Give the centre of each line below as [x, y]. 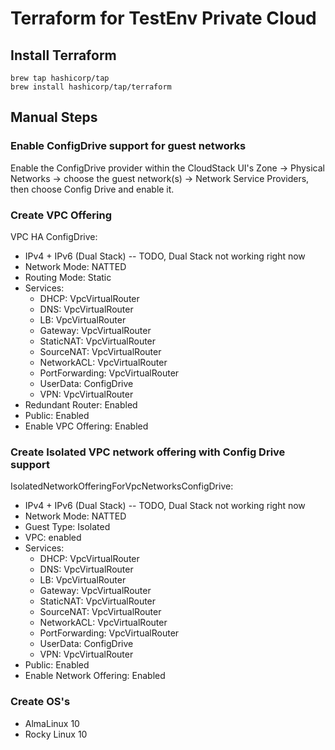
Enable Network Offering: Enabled [95, 676]
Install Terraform [63, 55]
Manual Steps [54, 117]
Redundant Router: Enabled [81, 404]
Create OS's [40, 702]
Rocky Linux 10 [56, 734]
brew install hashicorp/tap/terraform [91, 87]
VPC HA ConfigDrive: [54, 236]
